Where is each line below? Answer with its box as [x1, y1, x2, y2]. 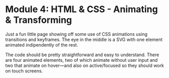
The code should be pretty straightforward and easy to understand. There [5, 52, 159, 58]
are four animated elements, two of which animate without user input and [5, 57, 158, 63]
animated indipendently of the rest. [5, 42, 78, 48]
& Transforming [5, 14, 72, 26]
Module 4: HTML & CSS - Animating [5, 4, 158, 15]
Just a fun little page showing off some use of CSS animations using [5, 31, 148, 37]
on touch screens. [5, 67, 43, 74]
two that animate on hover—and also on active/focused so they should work [5, 62, 164, 68]
